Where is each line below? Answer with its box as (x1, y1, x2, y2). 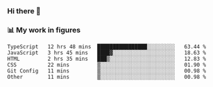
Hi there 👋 (7, 6, 42, 16)
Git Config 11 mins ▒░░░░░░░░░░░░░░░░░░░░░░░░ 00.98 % (7, 68, 207, 75)
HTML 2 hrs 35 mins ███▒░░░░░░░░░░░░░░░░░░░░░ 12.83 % (7, 55, 207, 63)
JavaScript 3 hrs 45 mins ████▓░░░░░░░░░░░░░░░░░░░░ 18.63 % (7, 50, 207, 57)
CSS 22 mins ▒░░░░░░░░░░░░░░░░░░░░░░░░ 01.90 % (7, 61, 207, 68)
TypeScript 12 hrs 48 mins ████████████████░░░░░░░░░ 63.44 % (7, 43, 207, 50)
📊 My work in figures (7, 25, 81, 35)
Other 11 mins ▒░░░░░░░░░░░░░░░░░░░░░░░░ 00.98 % (7, 74, 207, 81)
